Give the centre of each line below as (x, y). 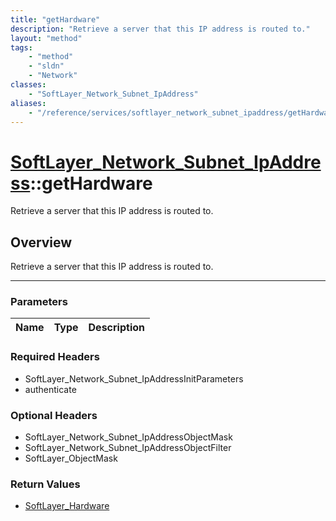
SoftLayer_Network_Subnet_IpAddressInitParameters (134, 378)
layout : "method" (46, 38)
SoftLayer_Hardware (67, 506)
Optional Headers (54, 415)
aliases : (28, 103)
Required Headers (55, 357)
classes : (28, 85)
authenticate (50, 389)
